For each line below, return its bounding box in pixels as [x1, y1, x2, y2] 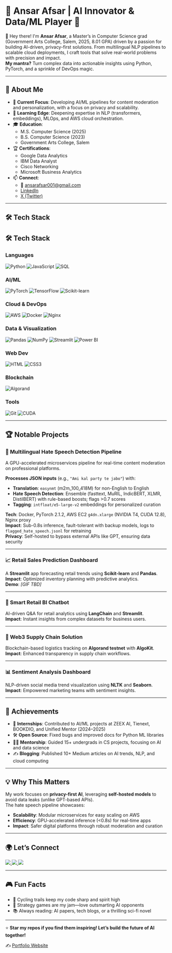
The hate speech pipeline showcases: [5, 802, 85, 808]
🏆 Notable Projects [5, 431, 69, 439]
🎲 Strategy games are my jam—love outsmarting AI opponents [12, 902, 144, 908]
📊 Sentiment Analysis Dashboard [5, 668, 91, 676]
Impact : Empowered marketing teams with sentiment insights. [5, 687, 136, 694]
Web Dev [5, 349, 29, 356]
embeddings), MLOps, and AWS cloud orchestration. [12, 115, 124, 121]
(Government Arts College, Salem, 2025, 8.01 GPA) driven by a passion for [5, 38, 162, 45]
